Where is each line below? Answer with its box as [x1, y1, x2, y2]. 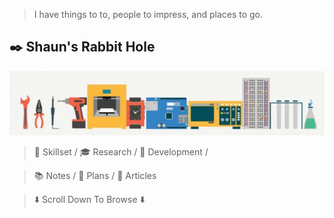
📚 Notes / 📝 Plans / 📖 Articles [33, 170, 157, 182]
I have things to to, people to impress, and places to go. [33, 9, 264, 20]
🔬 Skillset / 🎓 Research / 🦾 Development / [33, 146, 209, 158]
